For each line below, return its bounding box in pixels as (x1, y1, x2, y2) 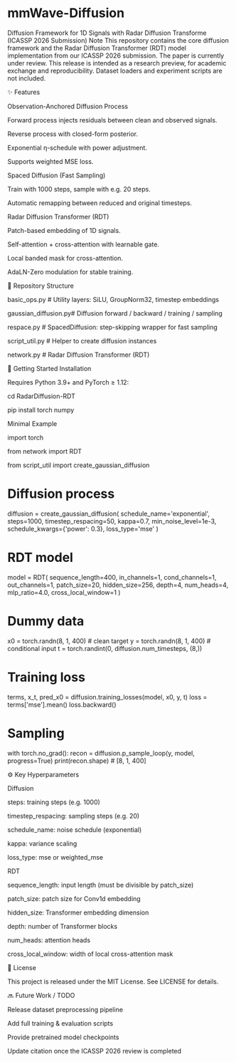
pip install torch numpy (7, 405, 75, 414)
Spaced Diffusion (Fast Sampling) (7, 171, 106, 179)
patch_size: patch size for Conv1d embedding (7, 894, 141, 902)
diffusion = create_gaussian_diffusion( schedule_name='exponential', (7, 509, 210, 518)
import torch (7, 433, 44, 442)
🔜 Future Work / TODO (7, 991, 75, 999)
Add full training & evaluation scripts (7, 1019, 114, 1027)
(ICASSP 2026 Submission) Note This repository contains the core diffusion (7, 36, 229, 44)
